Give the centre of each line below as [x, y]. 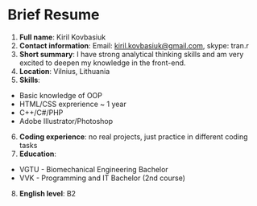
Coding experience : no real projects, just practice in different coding [133, 136]
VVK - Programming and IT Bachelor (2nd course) [102, 178]
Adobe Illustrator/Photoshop [66, 121]
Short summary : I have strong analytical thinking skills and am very [131, 54]
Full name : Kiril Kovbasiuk [62, 37]
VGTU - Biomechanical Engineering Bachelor [93, 169]
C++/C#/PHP [41, 112]
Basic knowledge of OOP [60, 95]
